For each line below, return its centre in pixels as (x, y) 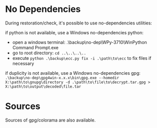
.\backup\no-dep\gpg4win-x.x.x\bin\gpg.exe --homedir (62, 78)
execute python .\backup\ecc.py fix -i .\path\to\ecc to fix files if (82, 58)
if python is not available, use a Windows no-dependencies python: (74, 32)
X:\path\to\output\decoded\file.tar (43, 86)
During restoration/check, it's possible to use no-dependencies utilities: (78, 23)
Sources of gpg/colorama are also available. (50, 120)
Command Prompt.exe (35, 47)
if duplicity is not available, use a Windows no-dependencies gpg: (73, 73)
